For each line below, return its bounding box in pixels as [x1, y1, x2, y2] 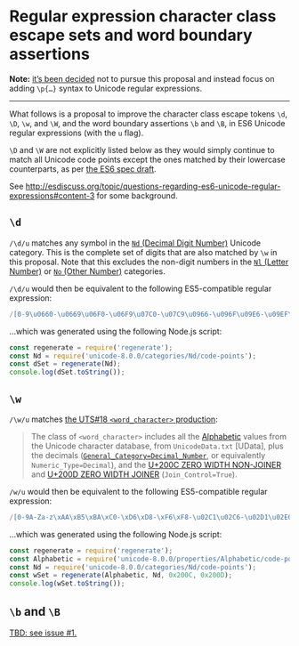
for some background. [96, 190, 178, 201]
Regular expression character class [9, 6, 277, 27]
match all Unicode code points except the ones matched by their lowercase [9, 154, 287, 165]
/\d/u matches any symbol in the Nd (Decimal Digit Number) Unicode [9, 238, 262, 248]
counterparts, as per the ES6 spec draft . [9, 163, 158, 174]
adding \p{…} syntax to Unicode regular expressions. [9, 83, 203, 93]
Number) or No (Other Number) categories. [9, 265, 166, 277]
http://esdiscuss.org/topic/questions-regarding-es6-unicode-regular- [25, 181, 281, 191]
